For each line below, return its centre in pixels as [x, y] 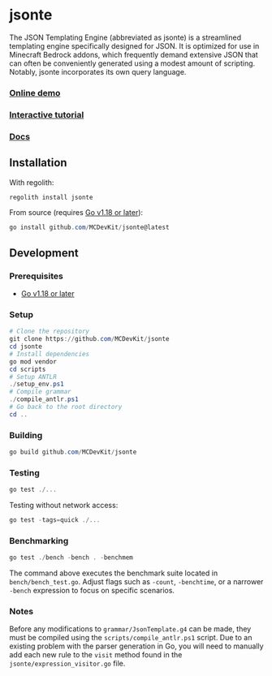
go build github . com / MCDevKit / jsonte [73, 452]
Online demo [35, 93]
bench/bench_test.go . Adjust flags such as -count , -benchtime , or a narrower [136, 582]
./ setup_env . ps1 [37, 384]
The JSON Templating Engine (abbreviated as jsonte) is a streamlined [125, 37]
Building [26, 435]
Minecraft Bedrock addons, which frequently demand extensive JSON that [134, 54]
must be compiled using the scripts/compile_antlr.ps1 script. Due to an [131, 638]
